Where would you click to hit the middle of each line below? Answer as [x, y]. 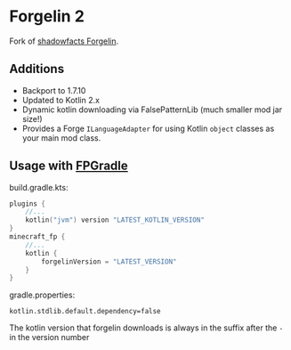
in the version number [49, 338]
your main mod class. [61, 138]
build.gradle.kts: [39, 187]
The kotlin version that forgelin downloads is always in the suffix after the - [146, 328]
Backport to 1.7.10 [54, 90]
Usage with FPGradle [69, 166]
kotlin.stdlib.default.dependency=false [85, 312]
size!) [32, 118]
